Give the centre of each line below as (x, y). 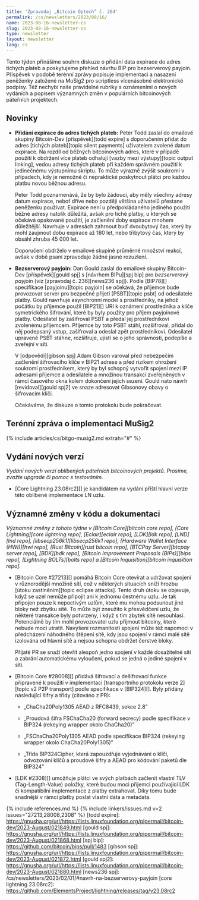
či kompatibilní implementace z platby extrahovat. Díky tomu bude (95, 791)
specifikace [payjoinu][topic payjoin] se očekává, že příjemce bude (97, 287)
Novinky (22, 119)
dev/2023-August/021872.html (44, 859)
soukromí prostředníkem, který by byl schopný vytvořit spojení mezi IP (101, 368)
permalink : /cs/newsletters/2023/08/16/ (57, 17)
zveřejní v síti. (32, 344)
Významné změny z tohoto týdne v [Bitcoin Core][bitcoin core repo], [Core (97, 528)
